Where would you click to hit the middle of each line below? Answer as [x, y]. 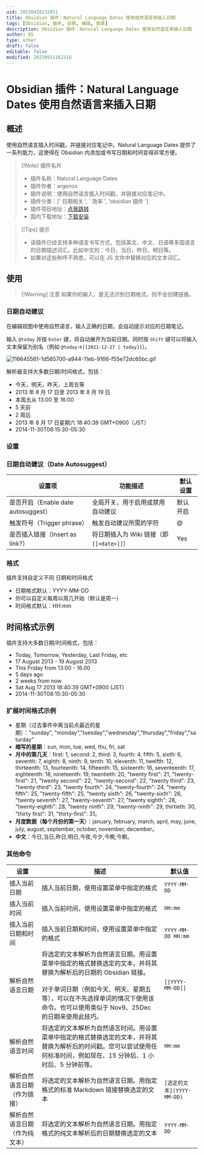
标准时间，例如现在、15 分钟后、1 [97, 1055]
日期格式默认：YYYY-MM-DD [52, 591]
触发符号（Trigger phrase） [49, 523]
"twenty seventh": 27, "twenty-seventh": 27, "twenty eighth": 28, [96, 800]
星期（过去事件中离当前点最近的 [55, 725]
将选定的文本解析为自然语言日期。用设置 [100, 954]
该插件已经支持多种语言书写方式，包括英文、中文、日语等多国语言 [113, 242]
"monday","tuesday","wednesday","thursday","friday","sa [125, 733]
